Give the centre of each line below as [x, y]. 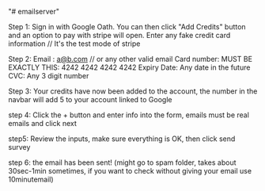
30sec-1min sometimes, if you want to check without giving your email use [130, 171]
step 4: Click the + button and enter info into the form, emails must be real [129, 115]
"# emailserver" [34, 11]
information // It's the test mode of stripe [74, 44]
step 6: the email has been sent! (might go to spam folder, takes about [122, 162]
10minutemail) [31, 179]
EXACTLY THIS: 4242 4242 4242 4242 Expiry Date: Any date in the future [129, 67]
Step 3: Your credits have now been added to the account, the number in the [133, 91]
